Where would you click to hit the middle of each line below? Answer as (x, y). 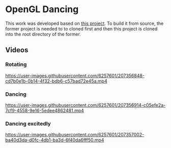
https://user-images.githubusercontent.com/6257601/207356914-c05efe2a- (85, 105)
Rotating (16, 64)
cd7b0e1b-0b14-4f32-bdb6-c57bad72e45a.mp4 (56, 81)
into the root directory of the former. (43, 34)
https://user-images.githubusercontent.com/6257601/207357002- (75, 135)
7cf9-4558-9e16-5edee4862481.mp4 (45, 110)
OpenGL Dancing (42, 9)
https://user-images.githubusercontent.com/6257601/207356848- (75, 76)
